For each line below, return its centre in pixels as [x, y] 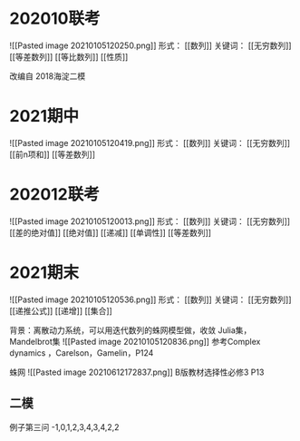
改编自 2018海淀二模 [48, 76]
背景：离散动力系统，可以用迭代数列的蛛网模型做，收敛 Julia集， [131, 330]
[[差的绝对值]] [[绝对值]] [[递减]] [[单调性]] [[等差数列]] [110, 232]
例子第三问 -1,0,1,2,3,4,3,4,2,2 [64, 426]
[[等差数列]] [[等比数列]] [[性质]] [69, 56]
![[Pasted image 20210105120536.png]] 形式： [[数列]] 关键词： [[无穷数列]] [150, 299]
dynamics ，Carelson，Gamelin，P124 [82, 353]
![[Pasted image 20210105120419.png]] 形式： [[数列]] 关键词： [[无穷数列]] [150, 142]
